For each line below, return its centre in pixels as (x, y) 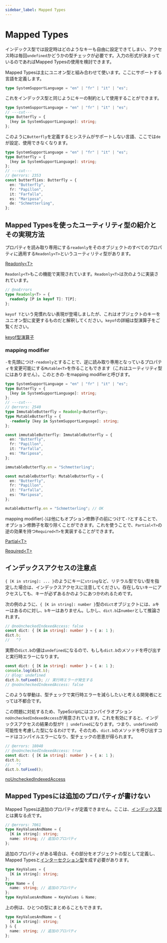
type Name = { (20, 883)
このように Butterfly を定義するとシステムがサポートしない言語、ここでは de (83, 136)
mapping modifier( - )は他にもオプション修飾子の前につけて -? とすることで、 (83, 518)
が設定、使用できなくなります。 (38, 143)
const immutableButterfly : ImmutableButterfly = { (59, 435)
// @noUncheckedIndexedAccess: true (43, 751)
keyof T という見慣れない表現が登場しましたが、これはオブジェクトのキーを (83, 314)
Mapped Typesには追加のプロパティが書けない (78, 796)
